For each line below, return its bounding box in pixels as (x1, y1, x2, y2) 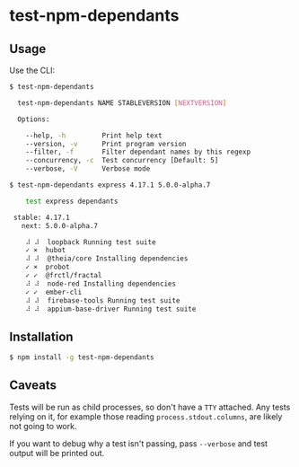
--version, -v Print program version (25, 139, 187, 148)
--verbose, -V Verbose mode (25, 164, 151, 173)
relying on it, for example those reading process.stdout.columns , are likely (9, 410, 283, 422)
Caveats (9, 378, 57, 393)
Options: (17, 114, 50, 124)
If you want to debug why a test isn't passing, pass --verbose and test (9, 437, 268, 449)
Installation (9, 329, 74, 344)
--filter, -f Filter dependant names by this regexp (25, 147, 251, 157)
